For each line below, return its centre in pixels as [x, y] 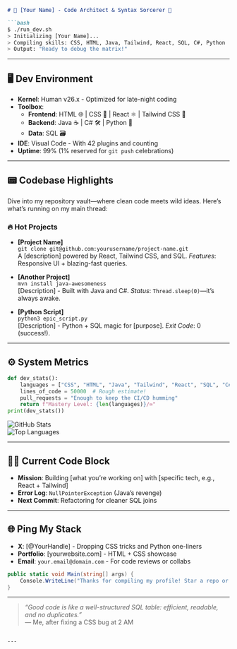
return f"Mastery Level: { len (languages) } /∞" [88, 405]
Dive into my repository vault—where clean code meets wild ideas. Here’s [114, 201]
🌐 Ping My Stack [45, 529]
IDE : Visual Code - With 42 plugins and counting [88, 143]
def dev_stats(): [33, 378]
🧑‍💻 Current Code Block [59, 461]
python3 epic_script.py [53, 319]
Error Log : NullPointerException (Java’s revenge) [90, 493]
